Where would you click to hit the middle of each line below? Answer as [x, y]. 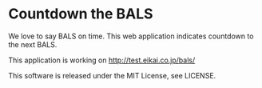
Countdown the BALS [81, 14]
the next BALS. [33, 44]
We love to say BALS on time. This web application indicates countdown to [131, 36]
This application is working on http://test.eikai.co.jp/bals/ [102, 60]
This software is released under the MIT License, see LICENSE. [112, 75]
